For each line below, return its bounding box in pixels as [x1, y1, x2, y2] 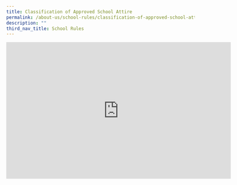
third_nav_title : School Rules [6, 25, 84, 32]
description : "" [6, 20, 47, 26]
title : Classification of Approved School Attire [6, 8, 133, 15]
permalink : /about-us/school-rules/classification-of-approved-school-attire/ [6, 14, 208, 20]
